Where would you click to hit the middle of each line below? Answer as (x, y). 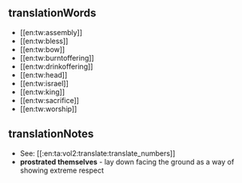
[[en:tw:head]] (44, 74)
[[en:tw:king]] (42, 92)
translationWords (52, 13)
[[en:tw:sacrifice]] (50, 100)
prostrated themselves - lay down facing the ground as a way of (127, 161)
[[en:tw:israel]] (44, 83)
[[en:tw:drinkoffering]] (56, 66)
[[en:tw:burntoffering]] (57, 58)
